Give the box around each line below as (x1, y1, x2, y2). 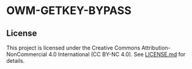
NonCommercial (6, 51, 48, 58)
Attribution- (141, 44, 171, 51)
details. (6, 57, 25, 64)
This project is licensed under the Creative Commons (6, 44, 141, 51)
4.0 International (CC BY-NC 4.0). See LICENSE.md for (48, 51, 186, 58)
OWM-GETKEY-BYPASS (6, 4, 131, 18)
